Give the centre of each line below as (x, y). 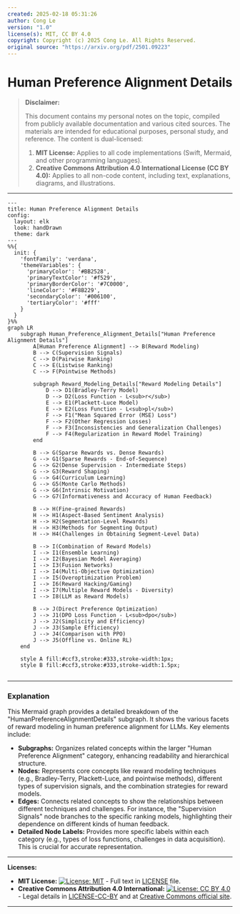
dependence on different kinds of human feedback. (94, 824)
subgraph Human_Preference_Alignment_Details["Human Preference (118, 334)
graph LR (20, 328)
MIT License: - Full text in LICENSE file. (99, 881)
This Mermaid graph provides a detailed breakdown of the (93, 712)
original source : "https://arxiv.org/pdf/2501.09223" (89, 47)
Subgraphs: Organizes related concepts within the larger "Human (115, 748)
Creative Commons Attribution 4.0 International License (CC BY (132, 168)
